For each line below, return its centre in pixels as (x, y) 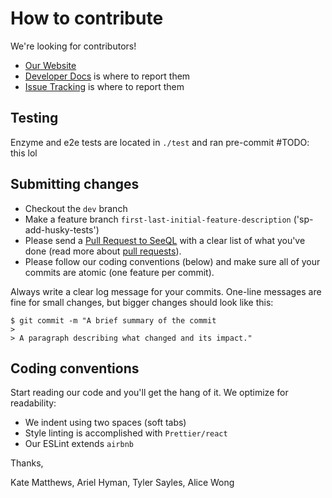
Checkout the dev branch (76, 208)
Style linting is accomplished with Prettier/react (126, 433)
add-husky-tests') (62, 229)
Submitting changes (75, 184)
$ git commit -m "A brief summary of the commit (113, 320)
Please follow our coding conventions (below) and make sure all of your (172, 261)
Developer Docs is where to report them (107, 76)
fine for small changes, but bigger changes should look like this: (142, 302)
